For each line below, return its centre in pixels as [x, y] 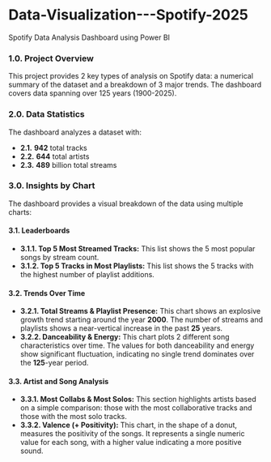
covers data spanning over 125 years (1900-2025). [93, 93]
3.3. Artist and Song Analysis [59, 381]
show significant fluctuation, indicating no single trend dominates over [137, 354]
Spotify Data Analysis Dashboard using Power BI [89, 37]
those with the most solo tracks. [74, 417]
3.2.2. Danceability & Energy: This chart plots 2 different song [125, 337]
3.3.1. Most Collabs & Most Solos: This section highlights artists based [138, 400]
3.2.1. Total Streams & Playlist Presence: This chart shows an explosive [140, 311]
